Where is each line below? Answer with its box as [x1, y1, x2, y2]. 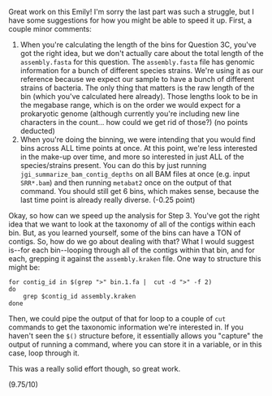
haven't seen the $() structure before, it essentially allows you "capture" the [8, 331, 264, 340]
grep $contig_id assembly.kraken [23, 292, 136, 300]
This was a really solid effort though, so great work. [8, 364, 181, 373]
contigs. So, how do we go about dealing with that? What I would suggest [8, 237, 254, 246]
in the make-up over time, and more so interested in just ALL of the [19, 152, 244, 161]
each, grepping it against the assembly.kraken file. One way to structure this [8, 254, 261, 263]
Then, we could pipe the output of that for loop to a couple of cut [8, 314, 226, 323]
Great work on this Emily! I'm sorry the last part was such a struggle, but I [8, 7, 254, 16]
